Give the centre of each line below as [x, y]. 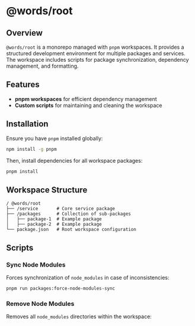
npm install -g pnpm [32, 149]
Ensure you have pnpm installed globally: [55, 138]
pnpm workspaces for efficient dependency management [86, 99]
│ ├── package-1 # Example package [54, 219]
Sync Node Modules [36, 264]
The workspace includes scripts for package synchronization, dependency [97, 60]
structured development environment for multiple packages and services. [96, 53]
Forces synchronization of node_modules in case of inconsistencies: [88, 277]
